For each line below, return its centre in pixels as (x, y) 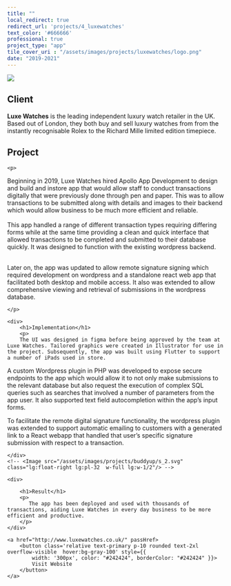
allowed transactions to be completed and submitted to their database (107, 240)
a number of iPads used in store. (57, 358)
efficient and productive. (46, 516)
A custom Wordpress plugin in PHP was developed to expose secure (104, 371)
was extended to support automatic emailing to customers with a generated (115, 428)
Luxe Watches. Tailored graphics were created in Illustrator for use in (115, 346)
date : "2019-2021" (33, 59)
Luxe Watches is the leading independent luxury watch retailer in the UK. (111, 116)
